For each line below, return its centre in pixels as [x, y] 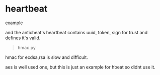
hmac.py [27, 47]
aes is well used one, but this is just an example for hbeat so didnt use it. [80, 67]
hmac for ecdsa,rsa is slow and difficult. [47, 57]
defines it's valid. [23, 38]
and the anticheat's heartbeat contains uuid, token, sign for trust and [76, 32]
